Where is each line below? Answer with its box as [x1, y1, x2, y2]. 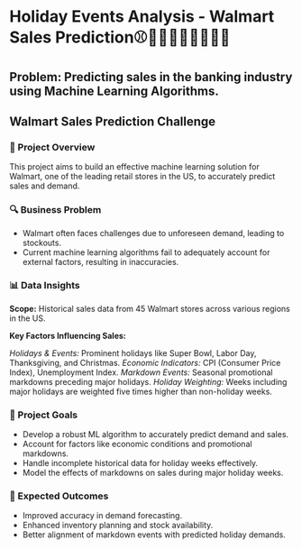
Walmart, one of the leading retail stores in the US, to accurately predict [9, 171, 276, 182]
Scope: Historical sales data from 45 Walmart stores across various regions [9, 303, 290, 314]
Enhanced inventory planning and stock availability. [22, 520, 214, 531]
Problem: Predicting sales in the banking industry [9, 69, 293, 85]
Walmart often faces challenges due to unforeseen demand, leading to [22, 227, 285, 238]
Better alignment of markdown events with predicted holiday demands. [22, 529, 286, 540]
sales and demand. [9, 180, 80, 191]
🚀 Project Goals [9, 408, 78, 421]
